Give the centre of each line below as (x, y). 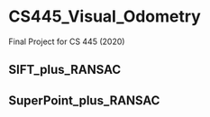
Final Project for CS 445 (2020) (67, 41)
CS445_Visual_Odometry (105, 17)
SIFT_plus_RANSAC (65, 70)
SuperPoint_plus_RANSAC (84, 100)
